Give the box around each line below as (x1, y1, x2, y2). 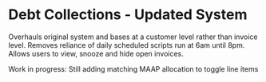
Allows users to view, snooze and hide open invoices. (8, 49, 184, 58)
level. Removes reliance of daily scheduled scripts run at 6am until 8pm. (8, 40, 245, 49)
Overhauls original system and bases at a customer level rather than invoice (8, 32, 258, 41)
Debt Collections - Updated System (8, 6, 248, 24)
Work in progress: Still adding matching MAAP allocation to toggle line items (8, 64, 259, 73)
